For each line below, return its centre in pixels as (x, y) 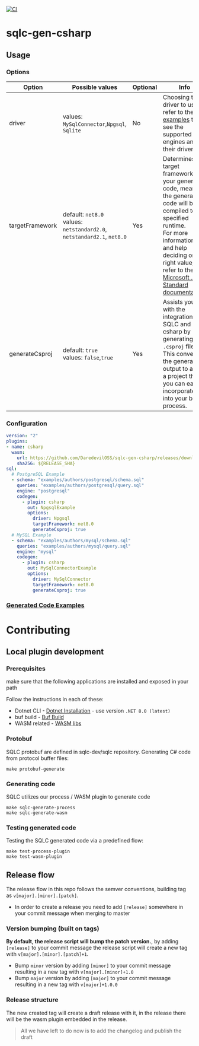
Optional (145, 87)
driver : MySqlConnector (62, 579)
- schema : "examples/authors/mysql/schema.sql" (71, 541)
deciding (175, 255)
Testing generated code (41, 828)
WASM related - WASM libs (48, 723)
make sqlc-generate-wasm (37, 813)
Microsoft (176, 277)
